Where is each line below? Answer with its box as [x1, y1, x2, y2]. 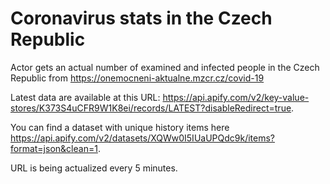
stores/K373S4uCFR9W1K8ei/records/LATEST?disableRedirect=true [10, 102, 292, 114]
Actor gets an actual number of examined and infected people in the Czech [10, 61, 320, 73]
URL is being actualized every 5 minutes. [10, 162, 178, 174]
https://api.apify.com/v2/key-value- [162, 91, 310, 103]
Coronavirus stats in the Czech [10, 7, 273, 30]
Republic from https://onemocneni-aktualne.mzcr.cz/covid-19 [10, 72, 265, 84]
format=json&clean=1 [10, 142, 98, 154]
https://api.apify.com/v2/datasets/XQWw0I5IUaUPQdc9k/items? [10, 132, 276, 144]
